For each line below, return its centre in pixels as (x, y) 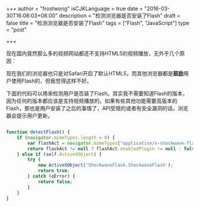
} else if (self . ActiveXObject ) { (59, 154)
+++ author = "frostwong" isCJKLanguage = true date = (75, 9)
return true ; (54, 171)
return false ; (55, 181)
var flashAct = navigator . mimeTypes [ (74, 143)
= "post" (17, 30)
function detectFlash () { (38, 132)
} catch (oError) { (52, 176)
